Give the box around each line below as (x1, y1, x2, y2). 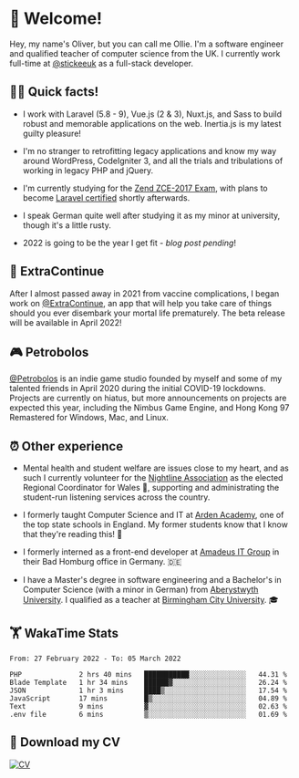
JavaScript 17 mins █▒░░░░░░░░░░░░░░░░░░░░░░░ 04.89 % (9, 694, 287, 703)
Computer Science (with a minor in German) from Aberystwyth (22, 584, 259, 596)
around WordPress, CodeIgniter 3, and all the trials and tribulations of (22, 155, 284, 166)
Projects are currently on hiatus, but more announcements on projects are (9, 392, 287, 404)
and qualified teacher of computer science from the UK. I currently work (9, 47, 281, 58)
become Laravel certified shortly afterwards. (22, 192, 191, 203)
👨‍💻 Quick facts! (9, 84, 99, 99)
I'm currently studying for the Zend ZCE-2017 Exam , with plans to (22, 182, 268, 193)
